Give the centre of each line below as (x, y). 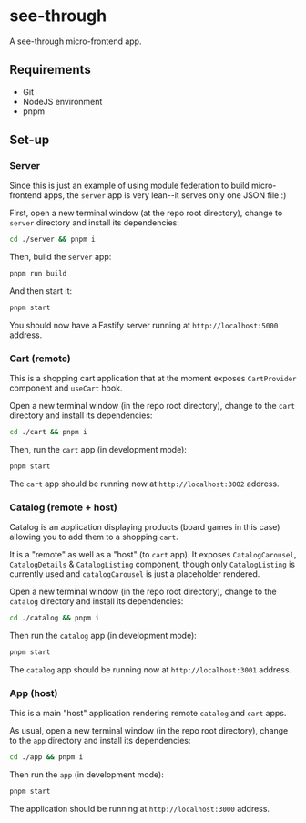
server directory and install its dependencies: (94, 223)
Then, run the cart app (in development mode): (98, 450)
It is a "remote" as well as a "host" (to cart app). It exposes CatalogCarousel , (153, 555)
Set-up (30, 140)
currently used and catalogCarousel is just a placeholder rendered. (135, 574)
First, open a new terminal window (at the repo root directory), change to (146, 213)
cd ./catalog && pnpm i (55, 618)
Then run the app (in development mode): (87, 775)
